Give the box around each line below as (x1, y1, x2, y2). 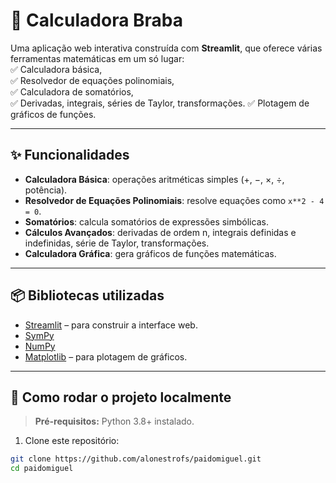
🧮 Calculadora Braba (10, 9, 184, 32)
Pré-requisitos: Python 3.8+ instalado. (34, 415, 195, 428)
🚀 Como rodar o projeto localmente (10, 389, 232, 406)
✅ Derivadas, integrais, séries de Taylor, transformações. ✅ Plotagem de (10, 97, 310, 109)
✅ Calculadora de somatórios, (10, 85, 134, 98)
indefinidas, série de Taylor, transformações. (24, 237, 210, 249)
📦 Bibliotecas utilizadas (10, 287, 165, 304)
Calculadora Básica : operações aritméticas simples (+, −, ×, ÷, (24, 173, 285, 185)
